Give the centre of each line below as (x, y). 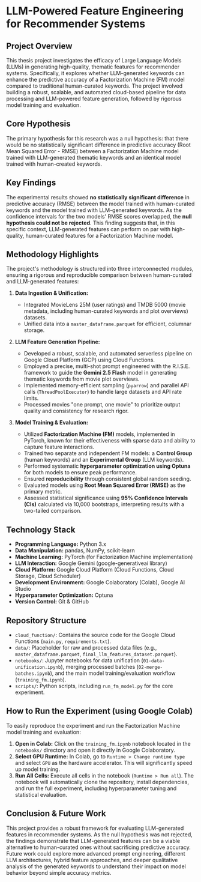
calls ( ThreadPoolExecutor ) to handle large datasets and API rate (103, 392)
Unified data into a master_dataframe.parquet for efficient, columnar (108, 324)
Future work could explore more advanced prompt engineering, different (96, 853)
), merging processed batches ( (100, 667)
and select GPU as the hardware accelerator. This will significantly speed (103, 763)
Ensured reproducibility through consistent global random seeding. (107, 479)
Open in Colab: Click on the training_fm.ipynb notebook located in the (103, 743)
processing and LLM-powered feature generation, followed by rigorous (94, 98)
